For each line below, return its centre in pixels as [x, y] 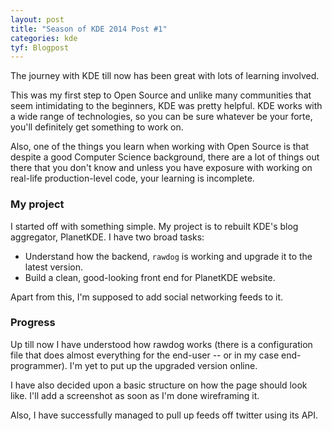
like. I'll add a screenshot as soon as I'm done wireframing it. [135, 395]
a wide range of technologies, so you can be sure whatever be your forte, [161, 117]
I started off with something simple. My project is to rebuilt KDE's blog [154, 226]
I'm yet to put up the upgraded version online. [163, 365]
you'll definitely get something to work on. [97, 127]
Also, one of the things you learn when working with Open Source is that [160, 147]
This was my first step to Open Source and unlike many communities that [161, 95]
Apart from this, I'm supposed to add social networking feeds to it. [147, 297]
